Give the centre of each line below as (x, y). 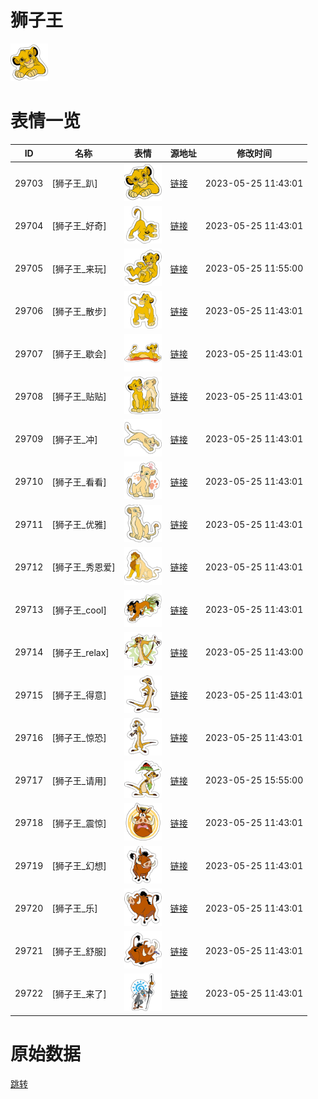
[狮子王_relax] (80, 652)
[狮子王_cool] (79, 610)
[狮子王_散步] (79, 311)
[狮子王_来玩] (79, 268)
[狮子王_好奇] (79, 226)
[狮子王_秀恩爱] (83, 567)
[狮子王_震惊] (79, 823)
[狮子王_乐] (74, 908)
